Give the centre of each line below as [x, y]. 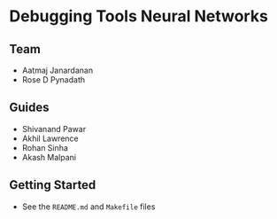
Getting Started [53, 185]
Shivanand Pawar [54, 129]
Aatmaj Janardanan [58, 70]
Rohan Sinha [45, 147]
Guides [30, 108]
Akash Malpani [49, 157]
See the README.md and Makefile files [88, 207]
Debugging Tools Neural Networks [138, 16]
